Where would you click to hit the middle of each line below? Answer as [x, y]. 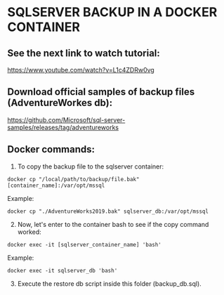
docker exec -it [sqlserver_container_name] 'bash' [84, 244]
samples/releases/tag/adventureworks [63, 127]
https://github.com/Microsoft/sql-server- [66, 119]
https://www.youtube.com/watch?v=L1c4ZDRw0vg [81, 70]
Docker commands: [51, 149]
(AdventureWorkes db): [60, 103]
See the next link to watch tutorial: [84, 53]
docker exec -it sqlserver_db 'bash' [62, 270]
